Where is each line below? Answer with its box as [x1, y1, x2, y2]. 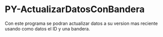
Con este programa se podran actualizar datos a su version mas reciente [5, 20, 158, 26]
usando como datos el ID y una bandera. [5, 25, 90, 31]
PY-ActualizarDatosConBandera [5, 4, 145, 15]
